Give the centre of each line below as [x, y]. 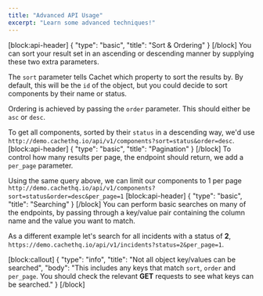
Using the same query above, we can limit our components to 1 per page [125, 180]
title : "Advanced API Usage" [56, 15]
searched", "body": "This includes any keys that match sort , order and [122, 268]
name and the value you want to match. [72, 221]
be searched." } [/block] [47, 284]
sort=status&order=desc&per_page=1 [66, 197]
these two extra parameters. [54, 61]
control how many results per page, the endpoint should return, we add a [126, 157]
